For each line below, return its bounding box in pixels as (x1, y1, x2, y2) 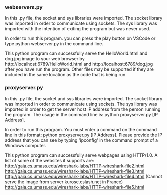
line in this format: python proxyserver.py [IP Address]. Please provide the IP (5, 132, 162, 138)
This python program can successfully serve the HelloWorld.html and (5, 50, 148, 56)
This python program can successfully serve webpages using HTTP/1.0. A (5, 152, 158, 158)
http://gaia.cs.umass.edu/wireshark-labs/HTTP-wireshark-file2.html (5, 163, 145, 169)
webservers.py (5, 4, 43, 11)
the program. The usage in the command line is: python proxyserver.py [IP (5, 111, 158, 117)
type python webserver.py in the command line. (5, 41, 103, 47)
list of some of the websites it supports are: (5, 157, 94, 163)
